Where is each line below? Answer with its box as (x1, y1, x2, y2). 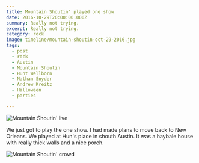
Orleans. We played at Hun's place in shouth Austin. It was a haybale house (6, 132, 194, 140)
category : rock (6, 31, 44, 37)
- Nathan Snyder (11, 76, 52, 82)
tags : (6, 43, 20, 49)
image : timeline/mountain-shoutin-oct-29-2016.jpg (6, 37, 136, 43)
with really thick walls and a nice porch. (6, 139, 104, 146)
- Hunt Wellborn (11, 70, 52, 76)
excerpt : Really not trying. (6, 25, 79, 32)
